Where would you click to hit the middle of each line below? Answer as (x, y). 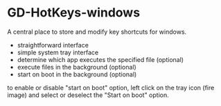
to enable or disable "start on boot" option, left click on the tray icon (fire (111, 87)
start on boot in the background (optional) (77, 74)
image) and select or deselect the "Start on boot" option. (88, 95)
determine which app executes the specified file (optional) (100, 59)
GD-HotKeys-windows (74, 13)
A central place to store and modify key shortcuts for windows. (97, 32)
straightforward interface (53, 45)
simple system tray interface (58, 52)
